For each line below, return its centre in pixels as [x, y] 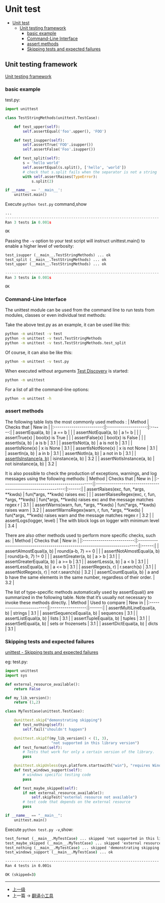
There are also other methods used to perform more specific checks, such [81, 535]
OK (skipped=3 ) [21, 875]
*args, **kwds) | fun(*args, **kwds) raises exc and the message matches [79, 499]
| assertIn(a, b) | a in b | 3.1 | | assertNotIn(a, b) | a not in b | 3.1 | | [71, 453]
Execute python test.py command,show [46, 204]
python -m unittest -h [28, 398]
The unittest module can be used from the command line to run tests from [80, 310]
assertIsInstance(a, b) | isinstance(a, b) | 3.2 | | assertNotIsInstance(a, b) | [80, 458]
